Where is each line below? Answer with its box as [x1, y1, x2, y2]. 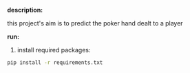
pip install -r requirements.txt [7, 59, 103, 66]
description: [7, 6, 43, 14]
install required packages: [17, 46, 91, 54]
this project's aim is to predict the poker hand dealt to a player [7, 19, 184, 27]
